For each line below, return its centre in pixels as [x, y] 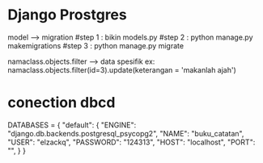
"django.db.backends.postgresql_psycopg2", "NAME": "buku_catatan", [126, 133]
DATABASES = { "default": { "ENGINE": [72, 125]
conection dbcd [62, 103]
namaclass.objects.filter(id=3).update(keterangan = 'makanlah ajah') [122, 69]
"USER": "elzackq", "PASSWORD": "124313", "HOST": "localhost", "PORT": [131, 142]
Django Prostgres [67, 15]
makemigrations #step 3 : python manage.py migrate [95, 45]
